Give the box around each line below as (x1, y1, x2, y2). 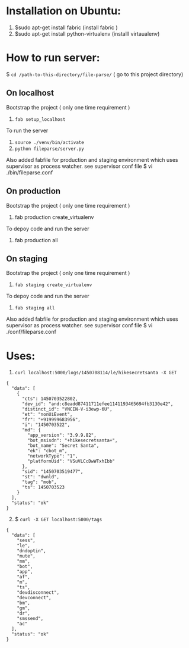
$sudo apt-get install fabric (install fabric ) (14, 24, 118, 31)
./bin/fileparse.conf (6, 168, 53, 176)
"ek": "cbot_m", (27, 448, 68, 454)
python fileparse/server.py (14, 146, 84, 152)
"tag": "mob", (21, 479, 57, 486)
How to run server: (6, 51, 100, 65)
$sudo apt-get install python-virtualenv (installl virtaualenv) (14, 30, 160, 37)
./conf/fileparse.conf (6, 328, 56, 336)
